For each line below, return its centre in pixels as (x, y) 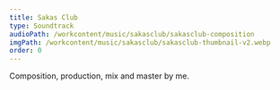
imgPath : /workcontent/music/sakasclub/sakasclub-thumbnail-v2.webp (140, 42)
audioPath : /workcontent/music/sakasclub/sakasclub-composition (132, 34)
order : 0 (26, 51)
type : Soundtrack (42, 26)
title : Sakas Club (44, 17)
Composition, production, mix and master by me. (100, 76)
